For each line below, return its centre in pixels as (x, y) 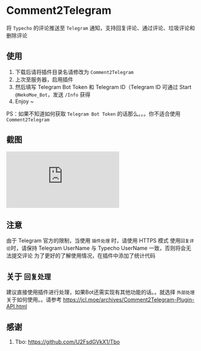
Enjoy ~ (24, 101)
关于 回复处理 (29, 277)
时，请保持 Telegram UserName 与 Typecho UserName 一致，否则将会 (98, 248)
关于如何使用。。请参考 (34, 300)
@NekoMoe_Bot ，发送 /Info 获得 (53, 95)
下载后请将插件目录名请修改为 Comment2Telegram (74, 72)
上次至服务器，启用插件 (44, 79)
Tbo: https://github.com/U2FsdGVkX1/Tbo (67, 342)
